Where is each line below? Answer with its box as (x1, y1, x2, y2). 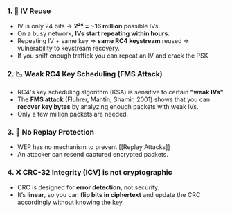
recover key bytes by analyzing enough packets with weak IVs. (17, 102, 199, 110)
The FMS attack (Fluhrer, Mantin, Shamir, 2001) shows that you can (17, 95, 210, 103)
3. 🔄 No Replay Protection (7, 127, 95, 137)
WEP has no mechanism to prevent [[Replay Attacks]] (17, 142, 170, 151)
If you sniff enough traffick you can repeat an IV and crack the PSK (17, 51, 209, 60)
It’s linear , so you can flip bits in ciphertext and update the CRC (17, 191, 201, 199)
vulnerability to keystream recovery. (17, 44, 120, 53)
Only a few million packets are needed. (17, 110, 129, 118)
